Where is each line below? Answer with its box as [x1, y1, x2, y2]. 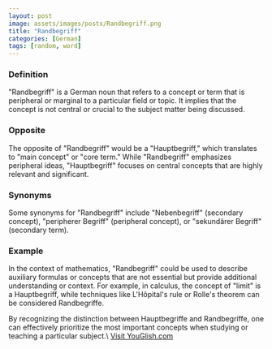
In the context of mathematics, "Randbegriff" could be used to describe [8, 264, 248, 274]
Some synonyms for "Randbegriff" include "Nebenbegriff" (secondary [8, 208, 244, 218]
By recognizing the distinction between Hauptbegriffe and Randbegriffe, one [8, 314, 265, 324]
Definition [8, 69, 49, 80]
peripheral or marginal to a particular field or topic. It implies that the [8, 96, 237, 106]
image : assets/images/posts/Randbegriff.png [8, 19, 162, 28]
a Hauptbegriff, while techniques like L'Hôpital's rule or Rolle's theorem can [8, 290, 260, 299]
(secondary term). [8, 225, 69, 235]
